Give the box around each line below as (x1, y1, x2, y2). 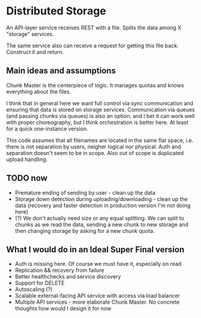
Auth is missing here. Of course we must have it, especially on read (14, 261, 182, 268)
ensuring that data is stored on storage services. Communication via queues (6, 106, 195, 113)
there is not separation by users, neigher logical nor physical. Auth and (6, 143, 181, 150)
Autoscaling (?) (14, 286, 53, 293)
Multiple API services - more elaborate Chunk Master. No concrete (14, 298, 180, 306)
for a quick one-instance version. (6, 125, 88, 132)
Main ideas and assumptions (6, 66, 116, 76)
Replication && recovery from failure (14, 266, 104, 274)
